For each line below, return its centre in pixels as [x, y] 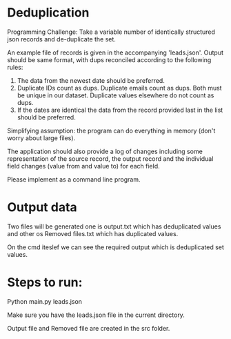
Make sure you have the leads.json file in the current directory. [96, 315]
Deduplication [48, 13]
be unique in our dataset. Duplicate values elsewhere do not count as [115, 95]
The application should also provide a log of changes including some [105, 151]
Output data [42, 207]
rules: [15, 67]
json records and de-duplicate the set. [61, 39]
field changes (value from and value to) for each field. [83, 166]
